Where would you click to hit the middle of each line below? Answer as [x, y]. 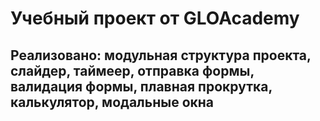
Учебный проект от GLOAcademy [155, 18]
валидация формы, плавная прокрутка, [141, 86]
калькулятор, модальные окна [112, 102]
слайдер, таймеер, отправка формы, [132, 70]
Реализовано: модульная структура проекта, [161, 55]
